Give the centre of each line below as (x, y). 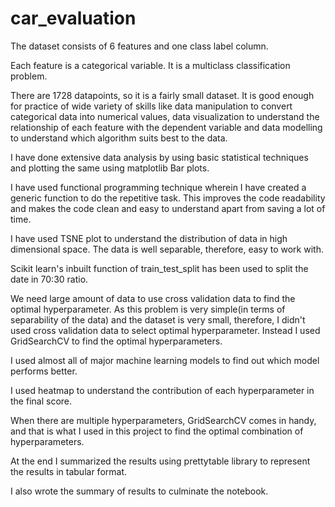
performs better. (44, 371)
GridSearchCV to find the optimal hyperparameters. (116, 341)
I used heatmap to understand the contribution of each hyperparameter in (162, 390)
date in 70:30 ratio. (49, 279)
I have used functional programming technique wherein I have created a (158, 187)
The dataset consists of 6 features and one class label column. (139, 46)
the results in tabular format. (69, 471)
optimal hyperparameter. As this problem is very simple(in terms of (148, 309)
